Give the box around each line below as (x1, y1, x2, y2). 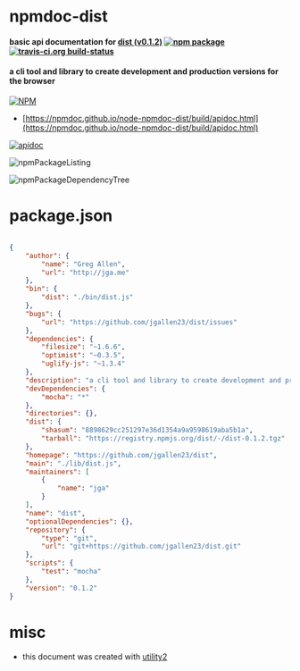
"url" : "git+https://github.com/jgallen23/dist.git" (41, 542, 242, 551)
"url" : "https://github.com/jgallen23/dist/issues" (41, 317, 238, 327)
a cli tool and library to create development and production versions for (9, 66, 279, 77)
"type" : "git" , (41, 533, 98, 542)
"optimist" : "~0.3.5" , (41, 351, 126, 360)
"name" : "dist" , (25, 508, 87, 517)
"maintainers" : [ (25, 467, 90, 476)
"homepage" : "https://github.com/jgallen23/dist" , (25, 450, 218, 459)
